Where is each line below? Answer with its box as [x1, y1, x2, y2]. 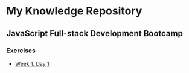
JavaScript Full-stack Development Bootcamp [6, 28, 183, 39]
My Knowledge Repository [6, 4, 143, 18]
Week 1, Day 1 [14, 60, 50, 67]
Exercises [6, 46, 36, 55]
